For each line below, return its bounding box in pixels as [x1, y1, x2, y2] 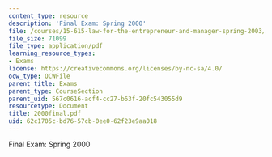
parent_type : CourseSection [8, 87, 104, 95]
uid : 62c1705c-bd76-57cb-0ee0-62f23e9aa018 [8, 117, 158, 125]
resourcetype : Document [8, 102, 89, 110]
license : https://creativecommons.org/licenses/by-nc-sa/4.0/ [8, 65, 223, 73]
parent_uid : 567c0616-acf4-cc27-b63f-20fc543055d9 [8, 95, 183, 103]
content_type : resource [8, 11, 89, 20]
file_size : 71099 [8, 34, 67, 43]
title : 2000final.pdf [8, 110, 82, 118]
